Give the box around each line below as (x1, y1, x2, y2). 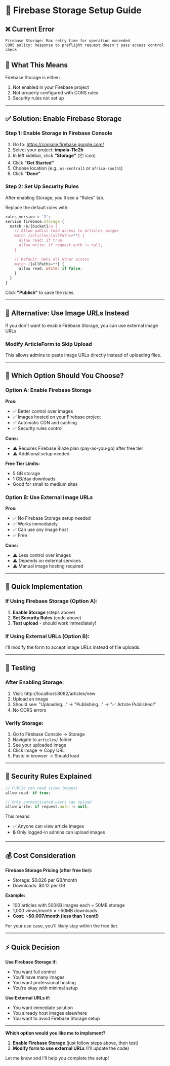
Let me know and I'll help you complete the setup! (5, 1055, 109, 1061)
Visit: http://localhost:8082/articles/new (12, 690, 96, 696)
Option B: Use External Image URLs (5, 493, 93, 501)
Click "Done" (12, 170, 41, 177)
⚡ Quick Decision (5, 943, 60, 951)
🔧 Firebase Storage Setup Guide (5, 5, 142, 16)
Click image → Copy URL (12, 747, 65, 753)
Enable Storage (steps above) (12, 609, 76, 615)
